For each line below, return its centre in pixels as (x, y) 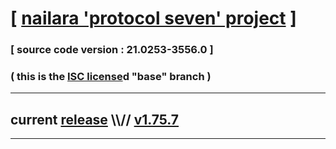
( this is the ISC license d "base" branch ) (111, 77)
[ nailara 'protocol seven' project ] (153, 18)
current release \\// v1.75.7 (95, 119)
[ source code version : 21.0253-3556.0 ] (112, 50)
